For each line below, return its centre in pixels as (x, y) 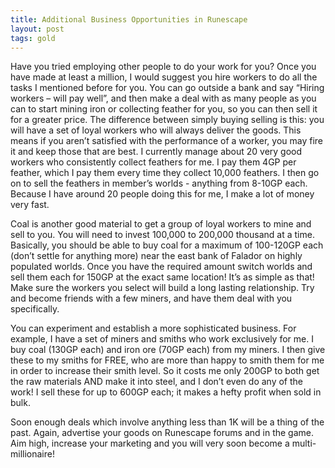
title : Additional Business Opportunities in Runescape (129, 19)
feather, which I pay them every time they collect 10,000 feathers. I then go (165, 173)
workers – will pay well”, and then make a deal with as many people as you (163, 98)
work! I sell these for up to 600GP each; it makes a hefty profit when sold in (166, 392)
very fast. (30, 205)
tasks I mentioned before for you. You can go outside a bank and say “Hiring (167, 88)
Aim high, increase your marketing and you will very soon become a (150, 443)
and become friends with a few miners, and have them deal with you (151, 298)
